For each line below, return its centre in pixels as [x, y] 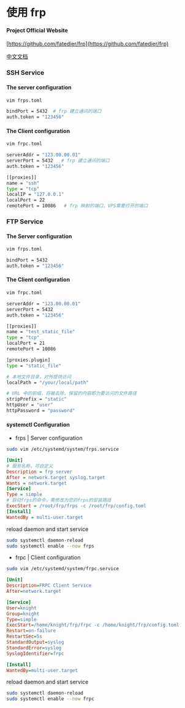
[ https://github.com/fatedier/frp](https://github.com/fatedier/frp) [88, 44]
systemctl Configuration [38, 424]
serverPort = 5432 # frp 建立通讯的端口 [58, 161]
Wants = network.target [37, 483]
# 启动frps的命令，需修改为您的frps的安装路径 [59, 500]
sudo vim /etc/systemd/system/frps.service [63, 450]
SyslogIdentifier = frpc [35, 653]
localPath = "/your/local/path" [47, 382]
